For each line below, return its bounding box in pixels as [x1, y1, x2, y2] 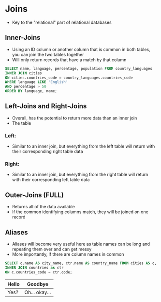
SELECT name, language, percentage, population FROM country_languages [5, 66, 152, 71]
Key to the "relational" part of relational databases [12, 19, 112, 25]
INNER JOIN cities [5, 70, 42, 76]
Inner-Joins [5, 34, 41, 42]
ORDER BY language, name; [5, 89, 57, 94]
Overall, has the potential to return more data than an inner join [12, 115, 137, 121]
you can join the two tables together [12, 51, 84, 57]
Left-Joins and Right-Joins [5, 102, 87, 110]
